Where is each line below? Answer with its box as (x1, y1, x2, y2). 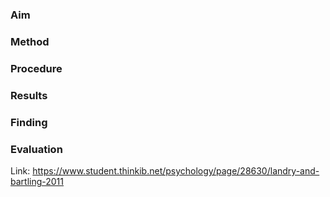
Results (10, 88, 48, 102)
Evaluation (10, 142, 63, 156)
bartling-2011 (10, 175, 65, 187)
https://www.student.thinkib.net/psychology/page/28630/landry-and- (32, 164, 320, 177)
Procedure (10, 61, 63, 75)
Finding (10, 115, 48, 129)
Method (10, 34, 50, 48)
